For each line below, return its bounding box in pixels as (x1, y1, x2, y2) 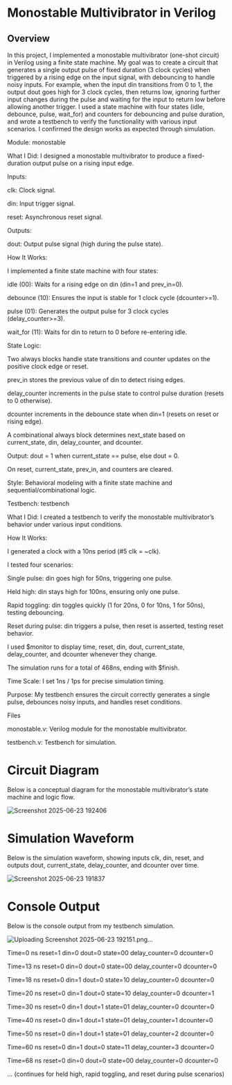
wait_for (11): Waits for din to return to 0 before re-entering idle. (7, 328, 188, 336)
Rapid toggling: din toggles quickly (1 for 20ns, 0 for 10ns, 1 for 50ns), (7, 601, 206, 609)
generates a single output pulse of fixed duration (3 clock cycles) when (7, 66, 211, 74)
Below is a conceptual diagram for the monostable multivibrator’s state (7, 785, 209, 793)
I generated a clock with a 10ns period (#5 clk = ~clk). (7, 547, 161, 555)
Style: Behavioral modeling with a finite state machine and (7, 479, 173, 487)
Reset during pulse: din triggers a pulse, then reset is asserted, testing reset (7, 622, 224, 630)
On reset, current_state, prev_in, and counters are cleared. (7, 465, 173, 473)
